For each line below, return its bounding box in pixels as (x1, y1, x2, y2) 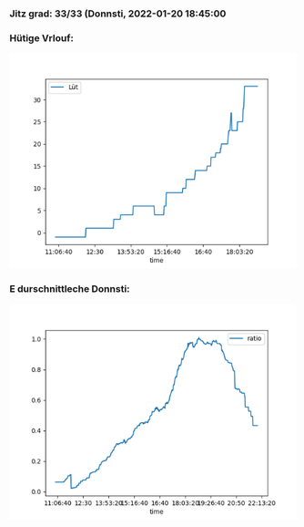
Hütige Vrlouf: (9, 31, 75, 44)
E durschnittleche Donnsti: (9, 283, 130, 295)
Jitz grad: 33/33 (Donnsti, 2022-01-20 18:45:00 (9, 7, 227, 20)
